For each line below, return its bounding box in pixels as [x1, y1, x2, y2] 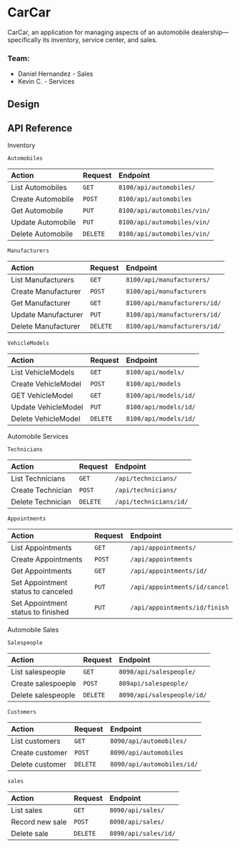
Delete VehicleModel [11, 414, 81, 424]
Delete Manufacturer [11, 321, 81, 331]
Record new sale [11, 817, 67, 827]
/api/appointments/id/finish [130, 604, 229, 612]
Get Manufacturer [11, 298, 71, 308]
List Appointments [11, 543, 73, 553]
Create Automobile [11, 194, 74, 204]
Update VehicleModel [11, 402, 84, 412]
